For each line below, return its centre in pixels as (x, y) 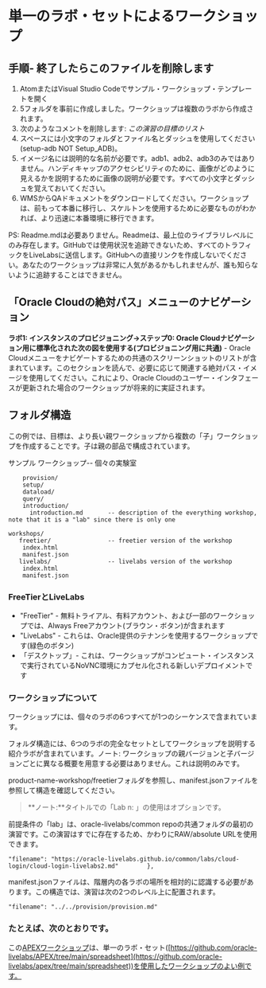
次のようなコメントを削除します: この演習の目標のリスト (112, 129)
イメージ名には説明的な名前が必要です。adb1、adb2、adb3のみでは (131, 158)
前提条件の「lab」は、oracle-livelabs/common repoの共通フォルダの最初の (131, 824)
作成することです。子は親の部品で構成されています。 (108, 446)
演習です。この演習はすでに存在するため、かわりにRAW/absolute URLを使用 (133, 834)
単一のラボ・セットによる (92, 16)
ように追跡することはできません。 (71, 275)
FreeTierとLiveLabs (46, 596)
